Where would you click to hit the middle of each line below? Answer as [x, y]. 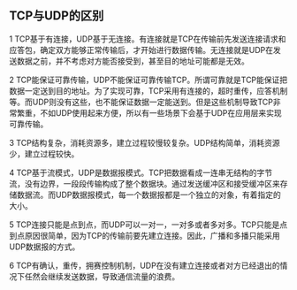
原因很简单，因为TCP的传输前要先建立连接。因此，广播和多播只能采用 [152, 235]
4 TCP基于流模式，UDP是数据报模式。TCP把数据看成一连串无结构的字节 [141, 172]
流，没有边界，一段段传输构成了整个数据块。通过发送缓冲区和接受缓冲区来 [145, 183]
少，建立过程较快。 [44, 154]
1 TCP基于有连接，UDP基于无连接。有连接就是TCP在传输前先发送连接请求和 [148, 39]
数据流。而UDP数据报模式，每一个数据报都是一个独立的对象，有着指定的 [148, 195]
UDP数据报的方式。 [45, 247]
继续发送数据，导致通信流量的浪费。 [113, 276]
